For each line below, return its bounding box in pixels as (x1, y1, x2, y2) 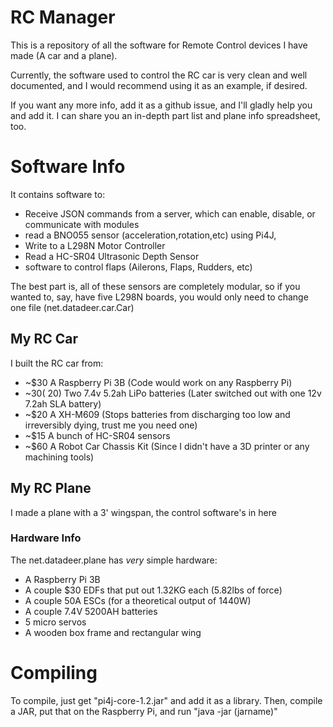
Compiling (10, 661, 98, 684)
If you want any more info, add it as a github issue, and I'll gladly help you (10, 99, 313, 111)
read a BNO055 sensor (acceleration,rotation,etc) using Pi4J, (24, 229, 277, 241)
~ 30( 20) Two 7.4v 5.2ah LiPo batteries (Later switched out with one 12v (24, 387, 322, 399)
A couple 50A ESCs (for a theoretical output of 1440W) (24, 594, 252, 606)
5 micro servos (24, 616, 87, 628)
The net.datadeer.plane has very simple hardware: (10, 554, 218, 566)
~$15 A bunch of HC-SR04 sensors (24, 429, 171, 441)
